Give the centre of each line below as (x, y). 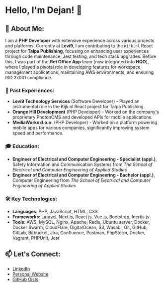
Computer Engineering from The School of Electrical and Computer (81, 180)
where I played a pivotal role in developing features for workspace (73, 67)
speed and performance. (38, 133)
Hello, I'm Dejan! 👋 (44, 10)
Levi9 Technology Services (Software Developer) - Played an (76, 101)
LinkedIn (21, 269)
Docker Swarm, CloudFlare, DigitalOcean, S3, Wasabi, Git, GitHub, (80, 227)
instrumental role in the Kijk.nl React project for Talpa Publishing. (79, 107)
